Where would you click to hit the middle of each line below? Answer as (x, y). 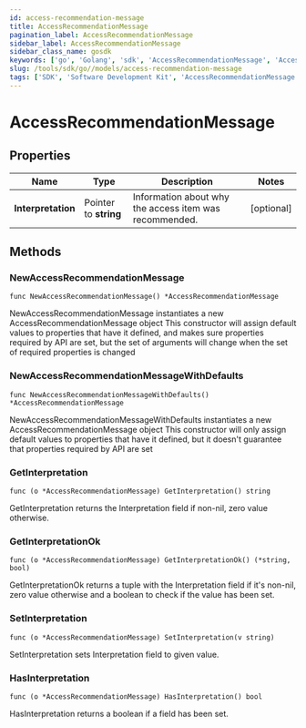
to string (103, 213)
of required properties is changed (72, 353)
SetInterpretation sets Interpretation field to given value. (114, 654)
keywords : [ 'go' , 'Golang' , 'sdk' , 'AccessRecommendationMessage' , (140, 60)
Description (187, 181)
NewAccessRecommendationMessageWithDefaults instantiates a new (141, 419)
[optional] (271, 208)
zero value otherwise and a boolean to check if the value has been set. (142, 595)
